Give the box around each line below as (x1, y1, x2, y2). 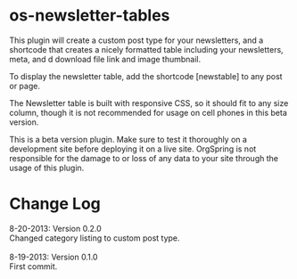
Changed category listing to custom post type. (9, 233, 180, 243)
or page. (9, 80, 40, 91)
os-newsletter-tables (9, 5, 170, 26)
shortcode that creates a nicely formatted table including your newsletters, (9, 44, 284, 54)
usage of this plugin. (9, 162, 85, 173)
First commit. (9, 260, 58, 272)
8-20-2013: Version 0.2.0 (9, 223, 102, 234)
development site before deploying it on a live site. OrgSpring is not (9, 144, 257, 154)
